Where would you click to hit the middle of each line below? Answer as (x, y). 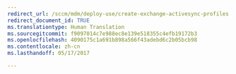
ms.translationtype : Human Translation (66, 27)
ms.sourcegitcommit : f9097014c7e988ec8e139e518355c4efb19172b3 (102, 33)
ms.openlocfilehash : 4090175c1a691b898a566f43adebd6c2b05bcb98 (102, 40)
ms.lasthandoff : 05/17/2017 (49, 54)
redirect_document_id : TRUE (49, 20)
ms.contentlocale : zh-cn (44, 47)
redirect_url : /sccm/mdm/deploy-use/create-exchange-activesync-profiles (118, 14)
